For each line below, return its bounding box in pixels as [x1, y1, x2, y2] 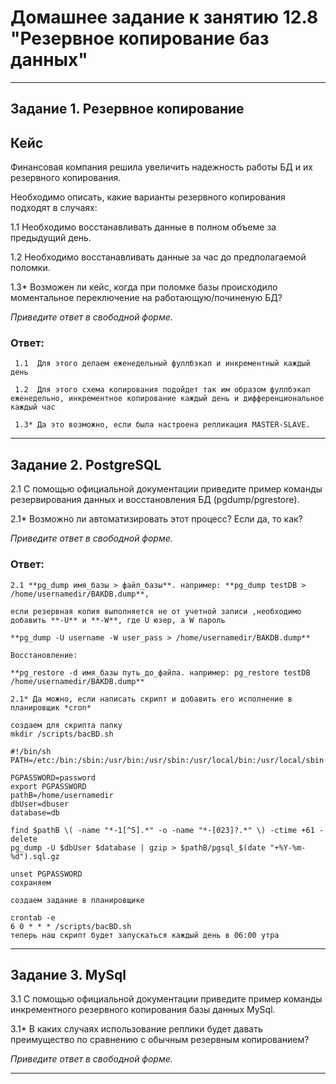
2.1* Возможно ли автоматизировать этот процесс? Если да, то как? [10, 513, 303, 525]
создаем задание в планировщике [10, 895, 145, 905]
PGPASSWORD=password [10, 772, 97, 783]
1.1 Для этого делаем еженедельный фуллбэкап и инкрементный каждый [14, 359, 311, 369]
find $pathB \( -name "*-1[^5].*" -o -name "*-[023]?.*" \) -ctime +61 [10, 825, 315, 835]
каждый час [10, 402, 56, 413]
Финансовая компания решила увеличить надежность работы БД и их [10, 161, 313, 173]
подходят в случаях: [10, 202, 98, 214]
